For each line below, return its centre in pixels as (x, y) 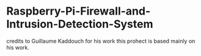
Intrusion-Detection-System (80, 24)
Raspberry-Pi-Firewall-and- (79, 11)
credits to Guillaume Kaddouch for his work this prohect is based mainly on (101, 41)
